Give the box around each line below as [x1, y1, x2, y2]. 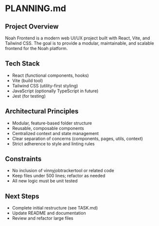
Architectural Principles [5, 107, 79, 116]
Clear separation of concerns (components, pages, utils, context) [12, 136, 143, 141]
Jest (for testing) [12, 93, 46, 99]
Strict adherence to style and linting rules [12, 140, 95, 146]
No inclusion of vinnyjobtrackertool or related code [12, 168, 114, 174]
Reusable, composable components [12, 125, 84, 131]
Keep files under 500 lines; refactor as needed [12, 173, 106, 179]
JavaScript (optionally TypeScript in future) [12, 88, 99, 94]
